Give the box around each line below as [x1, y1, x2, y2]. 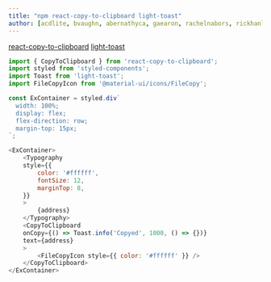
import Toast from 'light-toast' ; [8, 72, 125, 81]
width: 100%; [15, 102, 60, 110]
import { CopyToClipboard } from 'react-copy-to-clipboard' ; [8, 57, 219, 65]
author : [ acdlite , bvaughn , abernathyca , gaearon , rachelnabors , [8, 19, 232, 27]
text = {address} [23, 236, 74, 245]
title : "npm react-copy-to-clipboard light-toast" [8, 11, 182, 20]
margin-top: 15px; [15, 124, 78, 133]
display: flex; [15, 109, 67, 117]
